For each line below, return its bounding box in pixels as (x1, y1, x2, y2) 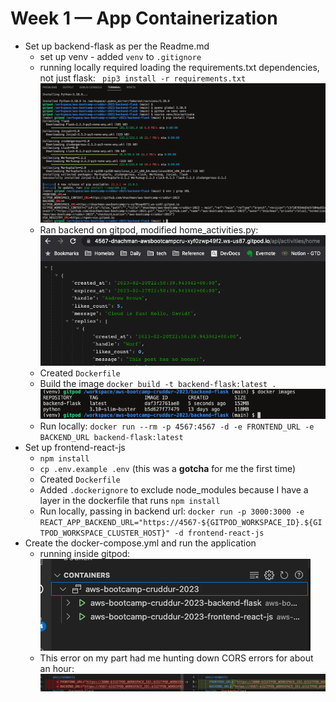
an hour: (39, 663, 75, 675)
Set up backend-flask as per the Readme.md (24, 40, 210, 52)
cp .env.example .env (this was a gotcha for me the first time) (39, 463, 297, 475)
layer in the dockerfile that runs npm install (39, 495, 221, 507)
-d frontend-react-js (174, 528, 265, 539)
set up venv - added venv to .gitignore (39, 50, 202, 62)
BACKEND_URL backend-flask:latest (39, 433, 184, 443)
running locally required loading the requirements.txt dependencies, (39, 61, 320, 73)
